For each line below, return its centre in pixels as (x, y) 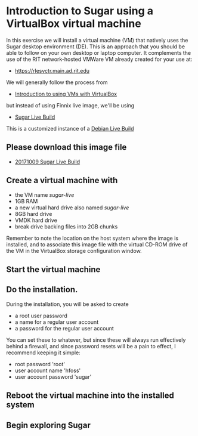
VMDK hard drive (36, 220)
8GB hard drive (33, 214)
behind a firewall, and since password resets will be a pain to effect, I (91, 346)
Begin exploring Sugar (48, 425)
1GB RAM (26, 201)
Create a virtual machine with (62, 180)
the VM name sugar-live (44, 194)
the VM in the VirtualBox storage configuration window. (74, 251)
